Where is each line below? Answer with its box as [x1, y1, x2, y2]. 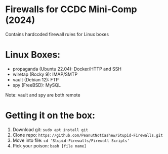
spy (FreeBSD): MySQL [12, 82, 61, 88]
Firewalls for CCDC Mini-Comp [5, 4, 138, 15]
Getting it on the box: [5, 110, 95, 121]
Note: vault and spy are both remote [5, 91, 80, 98]
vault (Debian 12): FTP [12, 76, 59, 82]
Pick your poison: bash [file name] [12, 142, 87, 148]
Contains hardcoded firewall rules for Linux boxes [5, 31, 109, 37]
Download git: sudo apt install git [12, 126, 89, 133]
